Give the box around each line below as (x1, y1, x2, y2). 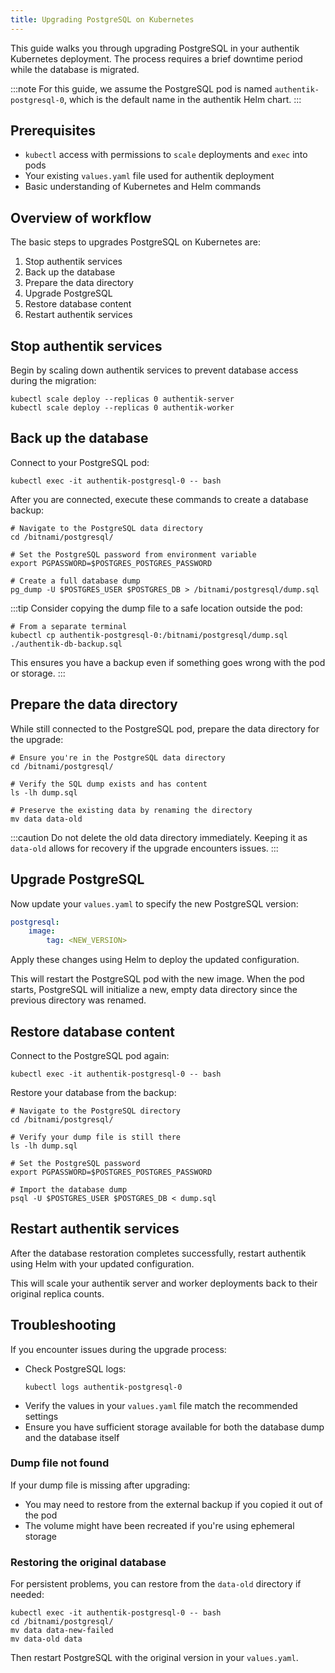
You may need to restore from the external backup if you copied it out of (24, 1498, 323, 1510)
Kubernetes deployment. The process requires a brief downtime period (10, 52, 303, 65)
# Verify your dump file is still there (10, 1132, 182, 1142)
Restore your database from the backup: (10, 1086, 177, 1098)
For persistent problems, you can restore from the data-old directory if (10, 1578, 302, 1590)
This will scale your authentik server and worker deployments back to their (10, 1277, 318, 1289)
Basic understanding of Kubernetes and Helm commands (24, 181, 262, 193)
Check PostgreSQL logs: (24, 1362, 127, 1375)
